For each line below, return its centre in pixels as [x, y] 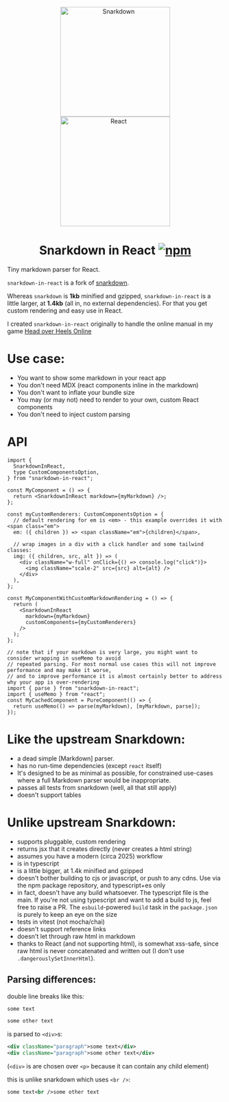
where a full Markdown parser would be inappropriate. [94, 780]
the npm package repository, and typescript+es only [91, 885]
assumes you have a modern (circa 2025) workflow [90, 856]
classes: [20, 550]
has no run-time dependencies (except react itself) [89, 765]
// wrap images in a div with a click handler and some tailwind [109, 544]
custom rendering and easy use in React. [65, 310]
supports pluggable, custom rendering [71, 841]
